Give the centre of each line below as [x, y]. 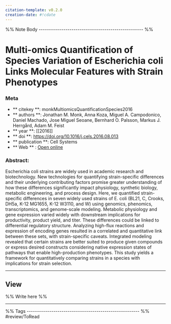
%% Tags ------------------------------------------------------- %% [77, 311]
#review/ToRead [22, 317]
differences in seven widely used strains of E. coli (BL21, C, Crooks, [94, 199]
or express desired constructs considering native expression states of [78, 247]
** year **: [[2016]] [33, 131]
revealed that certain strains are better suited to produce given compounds [84, 242]
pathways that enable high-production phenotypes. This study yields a [79, 253]
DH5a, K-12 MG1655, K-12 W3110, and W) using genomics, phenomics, [79, 204]
